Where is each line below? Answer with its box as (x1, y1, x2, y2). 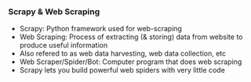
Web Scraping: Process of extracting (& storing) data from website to (19, 32, 243, 41)
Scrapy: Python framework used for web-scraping (19, 24, 183, 34)
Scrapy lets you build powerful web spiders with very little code (19, 66, 225, 75)
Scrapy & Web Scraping (8, 6, 100, 17)
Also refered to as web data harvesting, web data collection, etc (19, 49, 227, 59)
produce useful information (19, 41, 108, 50)
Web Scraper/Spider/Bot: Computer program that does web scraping (19, 57, 242, 66)
